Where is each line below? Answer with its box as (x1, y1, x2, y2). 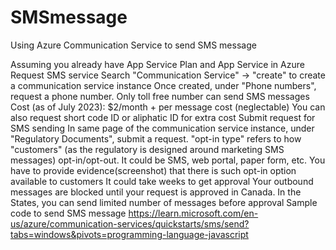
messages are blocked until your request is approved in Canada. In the (10, 186, 302, 198)
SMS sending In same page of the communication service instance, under (10, 122, 315, 134)
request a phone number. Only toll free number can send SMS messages (10, 90, 310, 102)
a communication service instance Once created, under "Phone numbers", (10, 79, 317, 91)
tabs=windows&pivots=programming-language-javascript (10, 228, 249, 240)
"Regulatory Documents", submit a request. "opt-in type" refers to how (10, 132, 302, 145)
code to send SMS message (10, 207, 127, 219)
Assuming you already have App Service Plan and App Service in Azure (10, 58, 305, 70)
